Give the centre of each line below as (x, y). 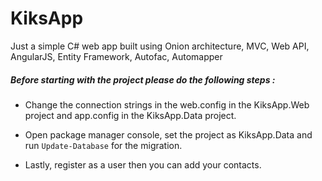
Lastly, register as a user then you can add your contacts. (143, 164)
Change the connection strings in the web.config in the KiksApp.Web (167, 104)
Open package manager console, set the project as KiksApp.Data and (168, 134)
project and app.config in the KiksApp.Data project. (130, 115)
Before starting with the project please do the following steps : (143, 79)
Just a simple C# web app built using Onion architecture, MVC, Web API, (160, 46)
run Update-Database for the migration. (103, 145)
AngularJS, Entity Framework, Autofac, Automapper (116, 56)
